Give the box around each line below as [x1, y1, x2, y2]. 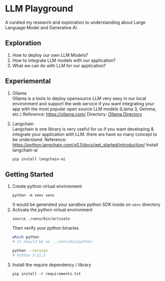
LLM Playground [5, 3, 73, 14]
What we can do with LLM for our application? [12, 62, 106, 68]
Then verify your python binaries [12, 225, 79, 231]
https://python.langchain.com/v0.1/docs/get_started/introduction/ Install [12, 141, 159, 147]
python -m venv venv [12, 193, 55, 198]
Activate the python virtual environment [12, 207, 93, 213]
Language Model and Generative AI [5, 24, 77, 30]
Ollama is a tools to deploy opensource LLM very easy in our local [12, 95, 146, 101]
